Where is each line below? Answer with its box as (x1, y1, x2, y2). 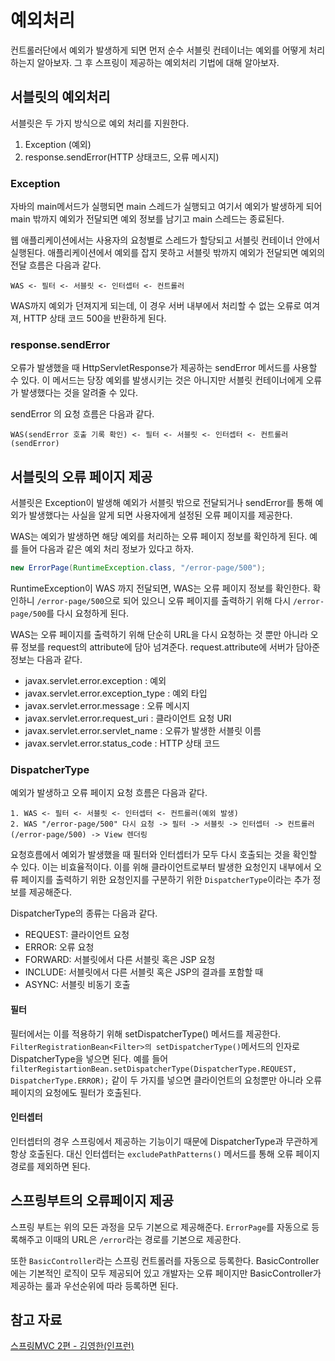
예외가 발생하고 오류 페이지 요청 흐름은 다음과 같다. (10, 787, 208, 799)
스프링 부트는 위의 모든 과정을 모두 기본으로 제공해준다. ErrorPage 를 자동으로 (10, 1221, 310, 1233)
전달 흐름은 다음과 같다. (10, 259, 102, 271)
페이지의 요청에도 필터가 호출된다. (10, 1086, 142, 1098)
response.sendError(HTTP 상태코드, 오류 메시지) (24, 151, 220, 163)
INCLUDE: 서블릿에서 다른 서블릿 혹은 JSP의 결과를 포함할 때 (24, 966, 264, 978)
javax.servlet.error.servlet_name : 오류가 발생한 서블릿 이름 (24, 725, 262, 737)
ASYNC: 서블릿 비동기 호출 (24, 979, 131, 991)
